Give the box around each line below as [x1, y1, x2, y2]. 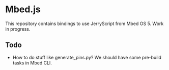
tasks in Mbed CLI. [12, 60, 52, 66]
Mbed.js [5, 4, 41, 15]
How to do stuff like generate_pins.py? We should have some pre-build [12, 54, 161, 60]
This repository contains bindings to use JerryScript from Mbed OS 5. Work [5, 20, 164, 27]
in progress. [5, 26, 31, 32]
